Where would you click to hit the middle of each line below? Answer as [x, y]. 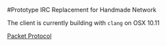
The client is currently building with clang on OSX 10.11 [83, 23]
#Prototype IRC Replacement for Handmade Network [82, 10]
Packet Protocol [29, 36]
